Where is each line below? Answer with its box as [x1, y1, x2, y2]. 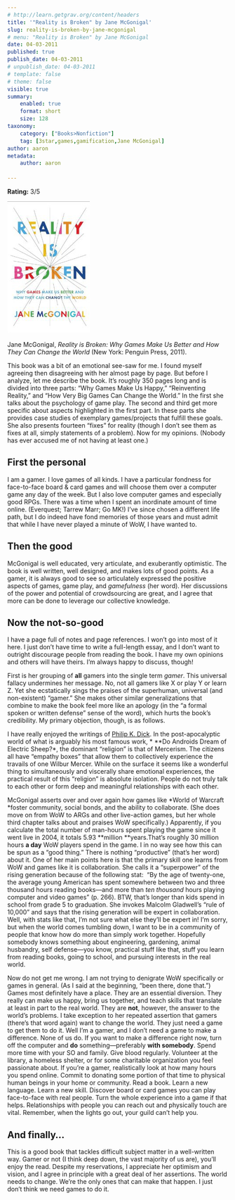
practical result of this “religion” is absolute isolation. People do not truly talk [7, 774, 228, 784]
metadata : [7, 152, 36, 160]
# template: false [7, 70, 61, 77]
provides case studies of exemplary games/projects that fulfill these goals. [7, 414, 223, 422]
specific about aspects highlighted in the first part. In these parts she [7, 407, 207, 414]
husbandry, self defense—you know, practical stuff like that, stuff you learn [7, 945, 224, 954]
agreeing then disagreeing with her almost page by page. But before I [7, 369, 208, 377]
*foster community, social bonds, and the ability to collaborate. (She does [7, 803, 220, 812]
